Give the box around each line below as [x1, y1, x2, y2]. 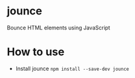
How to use [7, 45, 65, 59]
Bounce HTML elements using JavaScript [7, 24, 111, 31]
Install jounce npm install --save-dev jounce [15, 65, 130, 72]
